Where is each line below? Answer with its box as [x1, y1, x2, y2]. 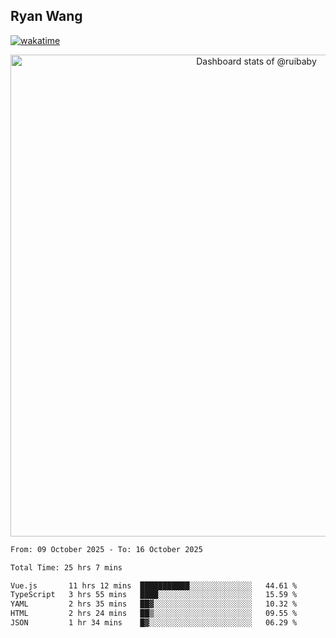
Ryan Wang [10, 8, 83, 25]
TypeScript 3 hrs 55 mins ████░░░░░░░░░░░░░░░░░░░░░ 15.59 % [10, 590, 298, 600]
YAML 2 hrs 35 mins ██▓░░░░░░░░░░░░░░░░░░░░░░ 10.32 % [10, 599, 298, 609]
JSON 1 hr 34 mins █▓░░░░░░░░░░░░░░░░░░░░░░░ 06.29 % [10, 618, 298, 628]
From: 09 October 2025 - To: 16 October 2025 [10, 544, 203, 554]
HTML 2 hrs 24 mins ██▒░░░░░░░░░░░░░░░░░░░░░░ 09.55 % [10, 609, 298, 619]
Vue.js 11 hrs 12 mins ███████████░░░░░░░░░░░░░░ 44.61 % [10, 580, 298, 591]
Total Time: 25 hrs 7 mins [10, 562, 123, 573]
